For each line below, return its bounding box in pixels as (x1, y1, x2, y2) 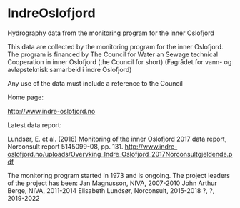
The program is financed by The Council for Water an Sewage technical (7, 50, 219, 59)
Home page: (7, 93, 44, 101)
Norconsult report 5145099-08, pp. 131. (7, 142, 124, 151)
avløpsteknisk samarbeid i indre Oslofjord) (7, 65, 132, 74)
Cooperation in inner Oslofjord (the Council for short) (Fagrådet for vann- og (7, 57, 232, 66)
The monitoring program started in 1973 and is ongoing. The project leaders (7, 171, 231, 179)
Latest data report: (7, 120, 62, 129)
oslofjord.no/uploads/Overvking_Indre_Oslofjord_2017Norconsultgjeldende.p (7, 149, 233, 158)
